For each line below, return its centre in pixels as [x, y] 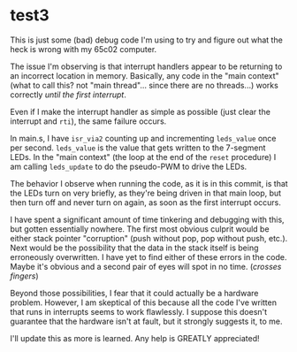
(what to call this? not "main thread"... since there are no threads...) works [145, 85]
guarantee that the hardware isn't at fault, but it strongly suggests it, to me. [146, 321]
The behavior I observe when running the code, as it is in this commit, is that [149, 183]
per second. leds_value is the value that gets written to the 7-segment [138, 148]
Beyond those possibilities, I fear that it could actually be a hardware [134, 293]
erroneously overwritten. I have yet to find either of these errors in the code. [148, 256]
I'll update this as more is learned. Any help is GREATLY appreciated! [135, 338]
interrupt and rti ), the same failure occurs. [88, 121]
